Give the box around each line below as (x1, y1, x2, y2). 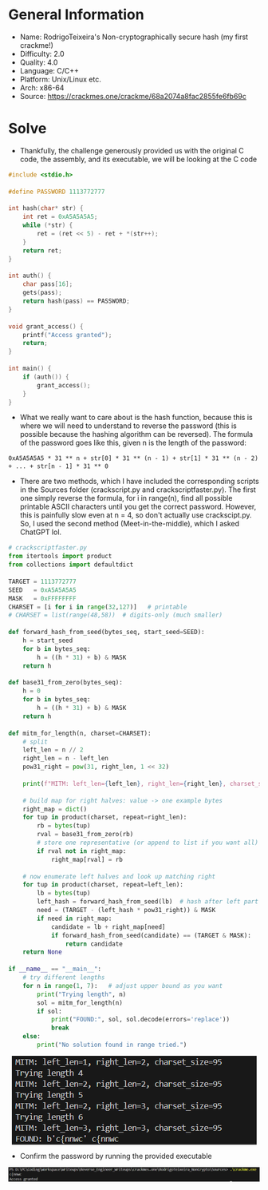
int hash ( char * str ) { (8, 204, 84, 212)
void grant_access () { (8, 322, 84, 331)
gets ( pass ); (22, 289, 62, 297)
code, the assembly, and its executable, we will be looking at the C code (19, 154, 258, 164)
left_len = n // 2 (22, 746, 84, 754)
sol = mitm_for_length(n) (37, 998, 124, 1007)
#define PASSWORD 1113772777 (8, 188, 105, 196)
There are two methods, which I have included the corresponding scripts (19, 477, 259, 486)
